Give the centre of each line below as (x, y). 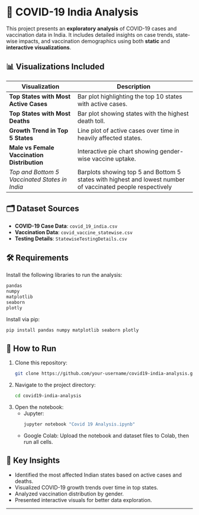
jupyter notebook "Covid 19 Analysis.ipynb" (79, 424)
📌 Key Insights (33, 461)
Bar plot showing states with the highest (133, 113)
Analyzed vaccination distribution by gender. (69, 494)
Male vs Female (32, 148)
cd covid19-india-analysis (48, 396)
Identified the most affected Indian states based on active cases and (98, 475)
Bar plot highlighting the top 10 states (130, 96)
